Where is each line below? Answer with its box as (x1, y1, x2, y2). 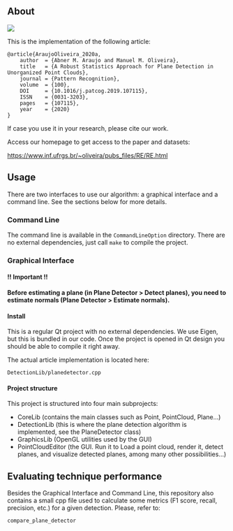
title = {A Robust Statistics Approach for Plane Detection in (20, 63, 214, 70)
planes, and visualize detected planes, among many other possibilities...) (17, 450, 227, 458)
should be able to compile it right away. (7, 342, 121, 351)
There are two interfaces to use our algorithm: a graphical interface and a (7, 190, 218, 198)
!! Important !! (7, 272, 48, 282)
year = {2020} (20, 106, 70, 112)
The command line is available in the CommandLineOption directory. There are (7, 231, 225, 239)
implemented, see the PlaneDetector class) (17, 428, 142, 436)
